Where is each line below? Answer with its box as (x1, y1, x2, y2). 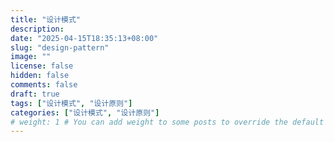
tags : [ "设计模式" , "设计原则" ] (10, 98, 133, 108)
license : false (10, 61, 74, 71)
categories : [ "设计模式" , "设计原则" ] (10, 107, 160, 118)
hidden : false (10, 71, 70, 81)
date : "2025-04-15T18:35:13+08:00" (10, 33, 159, 43)
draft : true (10, 89, 60, 99)
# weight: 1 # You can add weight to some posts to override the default (10, 117, 325, 127)
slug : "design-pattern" (10, 42, 110, 53)
